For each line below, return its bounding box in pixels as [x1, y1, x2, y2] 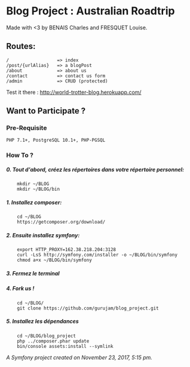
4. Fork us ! [6, 285, 35, 292]
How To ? [6, 151, 34, 160]
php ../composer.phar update [17, 338, 90, 344]
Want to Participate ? [6, 106, 86, 116]
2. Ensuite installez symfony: [6, 231, 80, 238]
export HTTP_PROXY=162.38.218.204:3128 [17, 247, 117, 253]
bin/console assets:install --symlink [17, 343, 114, 349]
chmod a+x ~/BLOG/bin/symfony [17, 257, 93, 264]
